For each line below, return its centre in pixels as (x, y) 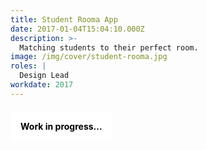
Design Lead (44, 76)
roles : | (28, 66)
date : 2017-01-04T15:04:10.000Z (77, 29)
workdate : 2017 (42, 85)
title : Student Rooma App (64, 19)
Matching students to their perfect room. (109, 47)
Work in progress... (61, 127)
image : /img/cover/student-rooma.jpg (89, 57)
